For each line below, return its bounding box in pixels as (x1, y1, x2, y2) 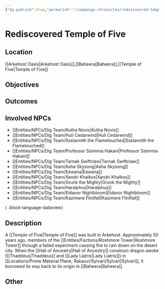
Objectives (5, 81, 39, 89)
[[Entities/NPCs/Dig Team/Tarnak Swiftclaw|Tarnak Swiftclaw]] (12, 159, 140, 164)
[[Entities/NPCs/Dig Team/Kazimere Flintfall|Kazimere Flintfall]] (12, 195, 140, 201)
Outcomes (5, 97, 38, 106)
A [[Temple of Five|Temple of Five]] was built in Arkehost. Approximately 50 (5, 232, 159, 238)
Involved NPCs (5, 114, 52, 122)
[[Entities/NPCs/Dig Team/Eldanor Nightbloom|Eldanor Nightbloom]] (12, 190, 151, 196)
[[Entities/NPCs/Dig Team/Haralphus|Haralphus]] (12, 185, 112, 191)
